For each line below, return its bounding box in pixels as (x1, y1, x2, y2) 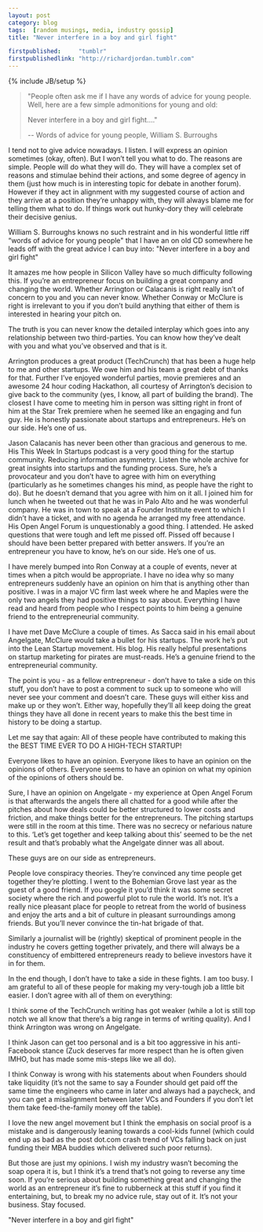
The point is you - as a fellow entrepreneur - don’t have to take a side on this (8, 676, 256, 685)
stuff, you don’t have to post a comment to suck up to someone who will (8, 684, 242, 693)
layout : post (8, 11, 51, 20)
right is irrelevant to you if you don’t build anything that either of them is (8, 301, 240, 310)
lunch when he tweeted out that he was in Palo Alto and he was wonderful (8, 497, 249, 506)
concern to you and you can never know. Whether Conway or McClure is (8, 293, 243, 302)
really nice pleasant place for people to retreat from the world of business (8, 902, 247, 911)
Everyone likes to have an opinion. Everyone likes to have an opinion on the (8, 756, 252, 765)
